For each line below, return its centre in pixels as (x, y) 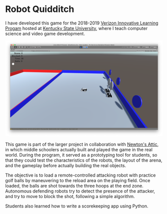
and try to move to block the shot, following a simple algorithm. (70, 197)
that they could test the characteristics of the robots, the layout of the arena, (84, 160)
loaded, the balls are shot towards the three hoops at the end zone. (74, 186)
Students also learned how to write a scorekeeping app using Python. (77, 206)
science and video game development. (45, 33)
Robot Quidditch (40, 9)
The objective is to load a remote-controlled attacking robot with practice (80, 175)
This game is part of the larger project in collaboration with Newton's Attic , (82, 144)
